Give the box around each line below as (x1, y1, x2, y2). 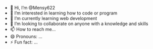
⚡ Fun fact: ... (10, 39, 38, 45)
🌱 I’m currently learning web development (10, 15, 97, 21)
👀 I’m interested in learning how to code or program (10, 10, 118, 16)
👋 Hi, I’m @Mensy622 (10, 5, 56, 10)
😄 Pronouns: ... (10, 33, 43, 39)
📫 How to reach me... (10, 26, 56, 32)
